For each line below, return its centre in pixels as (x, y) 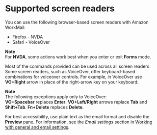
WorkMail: (15, 27)
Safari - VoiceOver (31, 42)
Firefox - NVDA (27, 37)
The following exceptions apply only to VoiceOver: (56, 97)
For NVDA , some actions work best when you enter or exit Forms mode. (78, 56)
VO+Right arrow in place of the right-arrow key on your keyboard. (72, 82)
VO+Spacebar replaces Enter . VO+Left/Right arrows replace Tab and (76, 102)
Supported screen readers (60, 9)
